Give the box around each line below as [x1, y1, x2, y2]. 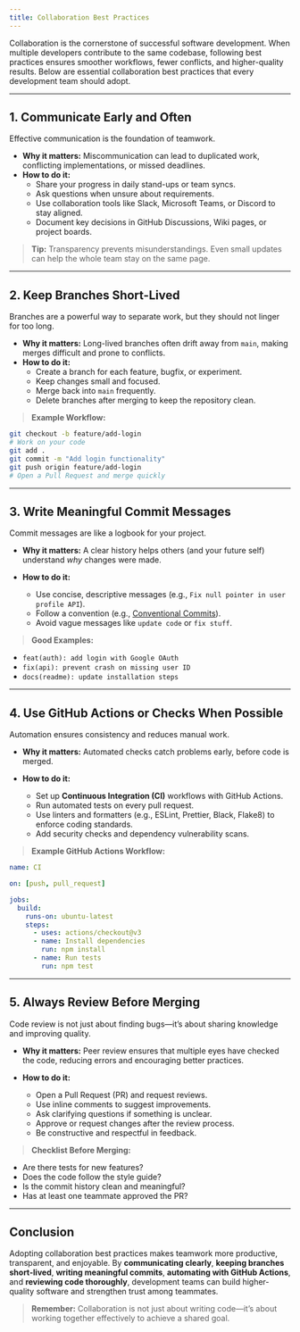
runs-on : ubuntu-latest [25, 912, 114, 920]
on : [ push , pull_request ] [9, 879, 105, 888]
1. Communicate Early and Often [9, 110, 192, 125]
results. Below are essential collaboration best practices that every [9, 66, 254, 77]
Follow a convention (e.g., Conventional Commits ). [35, 608, 221, 619]
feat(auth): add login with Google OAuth [21, 654, 179, 663]
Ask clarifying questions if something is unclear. [35, 1108, 212, 1119]
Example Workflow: [30, 412, 106, 423]
